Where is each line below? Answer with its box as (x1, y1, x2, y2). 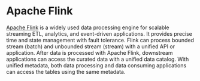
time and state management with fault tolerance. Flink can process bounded (6, 36, 195, 43)
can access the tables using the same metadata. (6, 68, 126, 75)
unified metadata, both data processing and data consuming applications (6, 61, 187, 69)
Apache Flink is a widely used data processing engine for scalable (6, 24, 169, 31)
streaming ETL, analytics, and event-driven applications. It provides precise (6, 30, 193, 37)
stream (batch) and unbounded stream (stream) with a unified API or (6, 43, 175, 50)
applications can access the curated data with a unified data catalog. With (6, 55, 189, 63)
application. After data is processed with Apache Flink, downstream (6, 49, 173, 56)
